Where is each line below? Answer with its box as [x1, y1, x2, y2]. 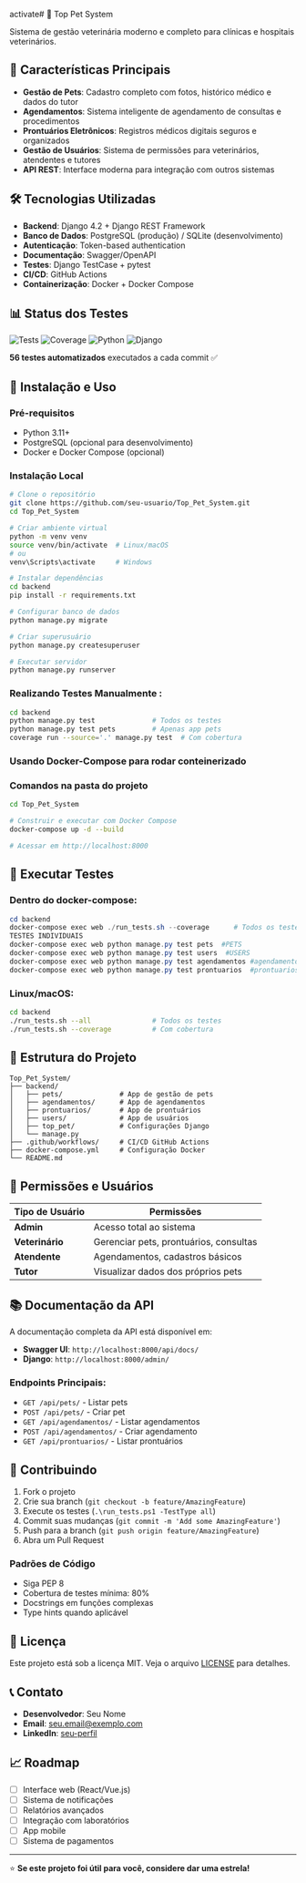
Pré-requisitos [9, 406, 75, 419]
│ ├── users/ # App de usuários [9, 1114, 189, 1123]
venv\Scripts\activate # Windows [9, 557, 153, 567]
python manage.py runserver [9, 665, 117, 674]
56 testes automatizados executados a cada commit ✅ [9, 352, 219, 364]
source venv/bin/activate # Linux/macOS [9, 540, 169, 550]
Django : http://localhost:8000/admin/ [22, 1353, 170, 1364]
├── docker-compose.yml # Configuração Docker [9, 1146, 206, 1155]
